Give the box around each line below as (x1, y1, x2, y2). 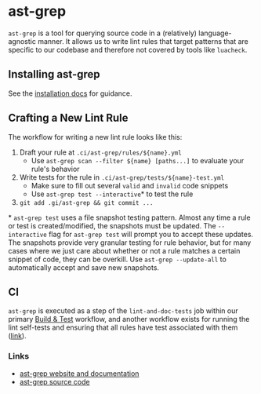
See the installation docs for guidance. (8, 89, 132, 98)
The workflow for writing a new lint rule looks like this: (8, 132, 183, 141)
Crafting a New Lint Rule (8, 111, 129, 125)
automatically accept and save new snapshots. (8, 262, 159, 272)
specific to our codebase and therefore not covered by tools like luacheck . (8, 45, 248, 54)
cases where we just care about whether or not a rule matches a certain (8, 246, 241, 255)
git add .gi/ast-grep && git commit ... (19, 199, 154, 206)
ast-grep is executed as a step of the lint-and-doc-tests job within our (8, 306, 238, 316)
